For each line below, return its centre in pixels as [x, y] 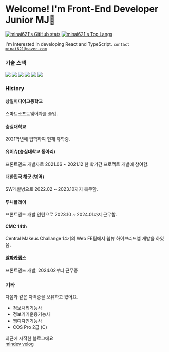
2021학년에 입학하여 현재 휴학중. [38, 139]
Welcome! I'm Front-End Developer [82, 9]
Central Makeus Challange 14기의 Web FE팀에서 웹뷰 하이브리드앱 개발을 [80, 239]
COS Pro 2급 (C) [30, 327]
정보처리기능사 [27, 308]
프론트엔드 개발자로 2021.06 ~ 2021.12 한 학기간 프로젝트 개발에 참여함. [77, 164]
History [15, 89]
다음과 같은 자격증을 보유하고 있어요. [42, 297]
